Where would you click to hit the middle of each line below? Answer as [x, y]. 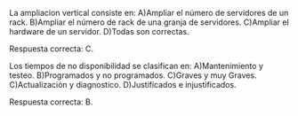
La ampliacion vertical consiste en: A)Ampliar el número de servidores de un [149, 13]
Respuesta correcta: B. [51, 102]
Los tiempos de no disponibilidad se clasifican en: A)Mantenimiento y [137, 66]
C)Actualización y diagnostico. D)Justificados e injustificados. [123, 85]
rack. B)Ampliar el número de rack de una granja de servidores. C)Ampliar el [149, 22]
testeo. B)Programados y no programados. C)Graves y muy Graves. [133, 75]
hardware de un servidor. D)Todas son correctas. [99, 31]
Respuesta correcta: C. [52, 49]
